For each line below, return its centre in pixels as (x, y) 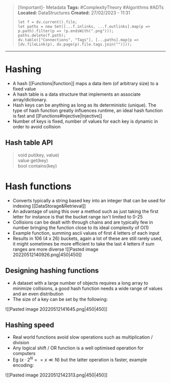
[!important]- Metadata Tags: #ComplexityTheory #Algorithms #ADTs (91, 7)
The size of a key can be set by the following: (60, 299)
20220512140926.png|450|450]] (47, 255)
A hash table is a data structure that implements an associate (77, 94)
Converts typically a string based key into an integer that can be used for (89, 200)
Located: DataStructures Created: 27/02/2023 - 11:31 (74, 13)
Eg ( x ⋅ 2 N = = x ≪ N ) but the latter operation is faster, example (80, 359)
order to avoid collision (37, 126)
